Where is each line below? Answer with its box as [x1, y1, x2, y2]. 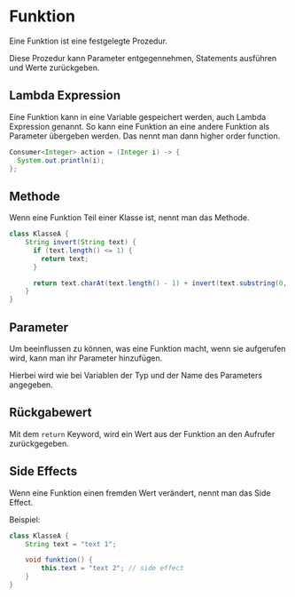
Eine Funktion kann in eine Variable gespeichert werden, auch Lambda [9, 111, 267, 122]
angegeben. [9, 379, 53, 390]
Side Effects [9, 464, 78, 479]
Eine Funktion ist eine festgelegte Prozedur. [9, 36, 168, 46]
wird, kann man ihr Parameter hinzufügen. [9, 353, 163, 363]
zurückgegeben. [9, 438, 69, 449]
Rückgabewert [9, 405, 92, 420]
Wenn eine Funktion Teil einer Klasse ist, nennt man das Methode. [9, 212, 250, 223]
